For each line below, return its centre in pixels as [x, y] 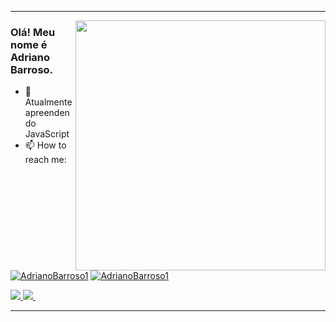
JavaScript [47, 134]
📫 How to [45, 145]
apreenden [47, 113]
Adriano [30, 57]
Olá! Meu [33, 32]
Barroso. [32, 69]
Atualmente [48, 102]
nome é [29, 44]
